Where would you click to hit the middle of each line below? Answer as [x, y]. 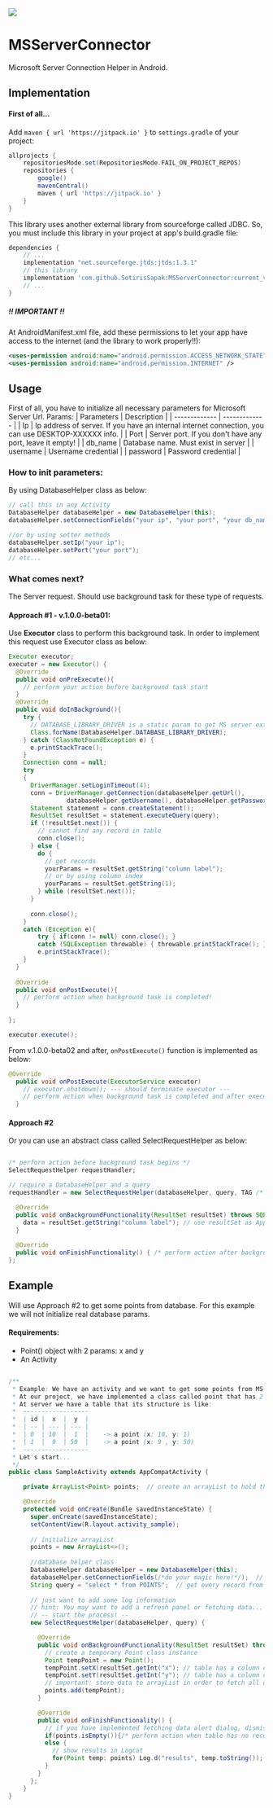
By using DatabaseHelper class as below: [78, 490]
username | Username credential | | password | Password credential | [125, 451]
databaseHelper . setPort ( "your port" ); [74, 550]
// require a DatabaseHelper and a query [80, 1185]
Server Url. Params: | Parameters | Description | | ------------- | [115, 417]
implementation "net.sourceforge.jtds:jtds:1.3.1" [110, 263]
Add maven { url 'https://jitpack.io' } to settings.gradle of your [124, 132]
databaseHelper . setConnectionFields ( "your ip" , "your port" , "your [125, 520]
